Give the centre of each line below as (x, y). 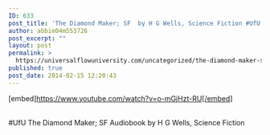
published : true (35, 68)
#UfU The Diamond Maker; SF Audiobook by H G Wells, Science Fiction (127, 122)
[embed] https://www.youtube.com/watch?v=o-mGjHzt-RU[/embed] (121, 98)
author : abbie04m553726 (48, 31)
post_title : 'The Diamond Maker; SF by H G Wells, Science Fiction (125, 23)
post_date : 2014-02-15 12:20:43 (62, 76)
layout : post (30, 46)
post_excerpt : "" (37, 38)
